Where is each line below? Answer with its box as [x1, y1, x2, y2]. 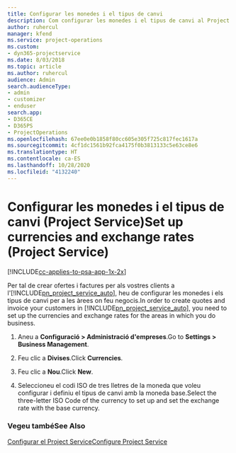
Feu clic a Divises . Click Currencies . [17, 353, 123, 362]
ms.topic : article [7, 63, 62, 70]
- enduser [7, 103, 37, 110]
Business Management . [17, 340, 89, 348]
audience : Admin [7, 76, 55, 84]
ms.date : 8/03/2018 [7, 57, 65, 64]
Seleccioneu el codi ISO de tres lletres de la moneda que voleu [17, 381, 201, 389]
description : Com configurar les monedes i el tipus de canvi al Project [7, 17, 230, 24]
